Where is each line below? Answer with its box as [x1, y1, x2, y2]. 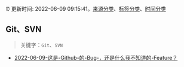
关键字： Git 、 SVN [20, 41, 63, 48]
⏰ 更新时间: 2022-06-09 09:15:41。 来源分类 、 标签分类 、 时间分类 [5, 5, 167, 12]
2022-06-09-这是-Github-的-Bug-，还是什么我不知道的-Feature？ [14, 54, 178, 61]
